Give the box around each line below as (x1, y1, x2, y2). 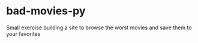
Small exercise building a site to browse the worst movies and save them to (6, 24, 192, 31)
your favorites (6, 30, 41, 37)
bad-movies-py (6, 4, 86, 18)
